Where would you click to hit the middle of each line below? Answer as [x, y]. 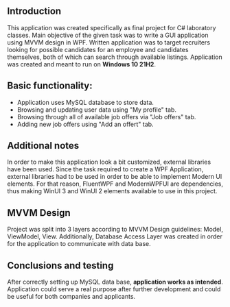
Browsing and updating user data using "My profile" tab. [97, 110]
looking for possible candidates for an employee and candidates [98, 49]
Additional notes [43, 146]
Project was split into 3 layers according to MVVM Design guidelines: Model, [115, 230]
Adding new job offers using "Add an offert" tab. [85, 124]
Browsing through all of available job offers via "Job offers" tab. [106, 116]
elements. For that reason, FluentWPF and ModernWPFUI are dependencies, [115, 184]
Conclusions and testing [60, 266]
